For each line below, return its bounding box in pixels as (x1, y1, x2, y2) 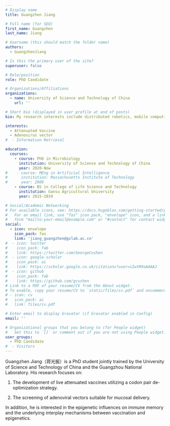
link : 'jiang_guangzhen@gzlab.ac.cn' (14, 236, 94, 241)
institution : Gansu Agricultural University (18, 189, 114, 194)
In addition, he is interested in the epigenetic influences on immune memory (5, 404, 163, 410)
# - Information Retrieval (5, 137, 65, 143)
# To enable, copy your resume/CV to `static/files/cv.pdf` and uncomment (5, 288, 166, 293)
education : (5, 147, 28, 152)
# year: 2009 (5, 180, 44, 185)
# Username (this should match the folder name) (5, 40, 110, 45)
